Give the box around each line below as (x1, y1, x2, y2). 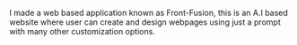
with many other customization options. (9, 26, 155, 36)
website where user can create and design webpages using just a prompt (9, 17, 281, 27)
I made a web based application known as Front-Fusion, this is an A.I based (9, 8, 289, 18)
